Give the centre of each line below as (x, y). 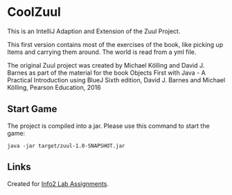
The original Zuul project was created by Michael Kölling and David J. (106, 65)
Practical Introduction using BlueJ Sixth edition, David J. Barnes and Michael (116, 80)
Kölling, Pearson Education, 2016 (54, 87)
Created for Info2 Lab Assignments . (58, 183)
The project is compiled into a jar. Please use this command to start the (108, 126)
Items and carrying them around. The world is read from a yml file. (102, 52)
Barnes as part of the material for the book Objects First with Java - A (106, 73)
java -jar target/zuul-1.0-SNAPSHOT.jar (66, 146)
